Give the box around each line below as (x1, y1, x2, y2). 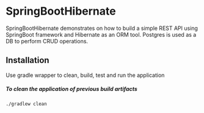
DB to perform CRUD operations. (5, 37, 89, 45)
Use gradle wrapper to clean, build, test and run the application (5, 71, 165, 79)
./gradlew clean (5, 101, 47, 107)
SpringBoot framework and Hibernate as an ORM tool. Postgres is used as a (5, 31, 197, 38)
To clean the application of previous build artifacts (5, 86, 138, 93)
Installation (5, 55, 49, 65)
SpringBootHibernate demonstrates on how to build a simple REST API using (5, 24, 198, 32)
